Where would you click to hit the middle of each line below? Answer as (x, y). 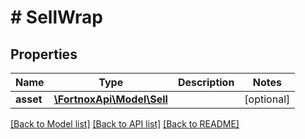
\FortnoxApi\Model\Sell (110, 99)
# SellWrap (57, 17)
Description (206, 82)
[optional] (267, 99)
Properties (44, 54)
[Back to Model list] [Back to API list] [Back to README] (125, 124)
